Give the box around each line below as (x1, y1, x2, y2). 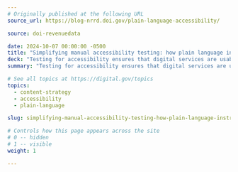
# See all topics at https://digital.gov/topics (7, 75, 154, 82)
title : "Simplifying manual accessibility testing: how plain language (7, 49, 223, 57)
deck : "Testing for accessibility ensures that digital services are (7, 56, 217, 63)
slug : (7, 114, 23, 122)
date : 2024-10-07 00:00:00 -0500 (7, 43, 106, 50)
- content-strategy (13, 88, 72, 96)
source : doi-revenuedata (7, 30, 81, 37)
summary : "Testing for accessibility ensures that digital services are (7, 63, 227, 70)
